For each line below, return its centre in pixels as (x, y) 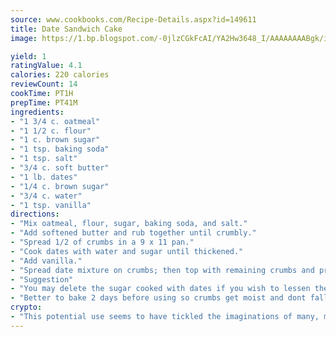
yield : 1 (28, 56)
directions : (35, 214)
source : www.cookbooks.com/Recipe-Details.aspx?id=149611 (133, 19)
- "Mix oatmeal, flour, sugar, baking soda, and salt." (129, 224)
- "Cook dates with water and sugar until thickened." (127, 251)
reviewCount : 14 (44, 84)
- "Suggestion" (42, 279)
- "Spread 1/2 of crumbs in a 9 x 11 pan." (102, 242)
